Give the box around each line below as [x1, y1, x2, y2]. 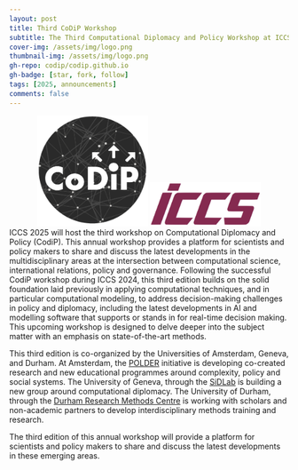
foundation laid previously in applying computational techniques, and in [9, 284, 271, 295]
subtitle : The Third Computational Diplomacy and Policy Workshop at [9, 33, 272, 42]
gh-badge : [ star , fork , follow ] [9, 71, 129, 80]
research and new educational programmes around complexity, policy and [9, 367, 281, 378]
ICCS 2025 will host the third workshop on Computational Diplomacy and [9, 227, 277, 238]
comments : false [9, 89, 69, 98]
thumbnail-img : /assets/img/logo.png [9, 52, 149, 61]
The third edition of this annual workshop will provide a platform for [9, 432, 255, 442]
